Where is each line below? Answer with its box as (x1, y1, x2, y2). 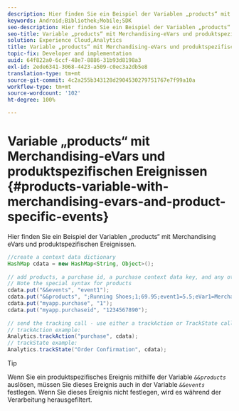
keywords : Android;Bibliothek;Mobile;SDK (7, 17, 132, 24)
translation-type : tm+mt (7, 70, 81, 77)
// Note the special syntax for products (7, 280, 132, 287)
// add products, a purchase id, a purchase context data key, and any (7, 273, 224, 281)
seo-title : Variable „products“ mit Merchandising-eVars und (7, 30, 193, 38)
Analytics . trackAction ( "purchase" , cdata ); (7, 333, 139, 340)
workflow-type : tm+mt (7, 83, 72, 90)
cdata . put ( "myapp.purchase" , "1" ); (7, 300, 113, 307)
